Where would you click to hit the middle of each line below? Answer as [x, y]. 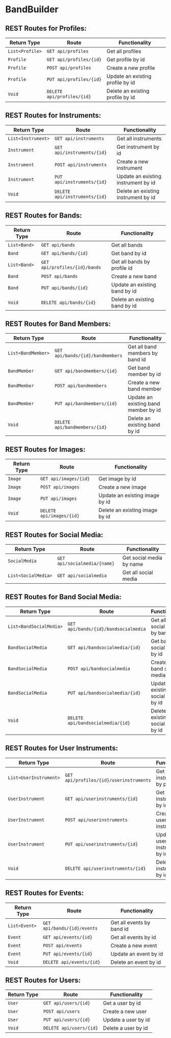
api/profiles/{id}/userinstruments [108, 780]
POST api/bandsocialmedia [99, 668]
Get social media [142, 558]
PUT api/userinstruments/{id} [102, 844]
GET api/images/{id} [65, 479]
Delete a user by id [125, 1028]
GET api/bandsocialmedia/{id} [104, 647]
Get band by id [129, 253]
